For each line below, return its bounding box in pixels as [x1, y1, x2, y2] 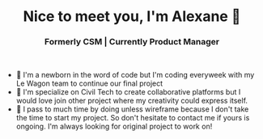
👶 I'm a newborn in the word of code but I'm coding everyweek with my [15, 70, 255, 80]
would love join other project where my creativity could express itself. [15, 96, 248, 106]
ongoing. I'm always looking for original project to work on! [15, 121, 213, 132]
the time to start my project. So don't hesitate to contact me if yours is [15, 113, 250, 123]
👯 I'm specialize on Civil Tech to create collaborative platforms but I [15, 87, 241, 97]
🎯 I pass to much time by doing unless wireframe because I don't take [15, 104, 249, 114]
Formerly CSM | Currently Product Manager [44, 36, 220, 48]
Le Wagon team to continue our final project [15, 78, 163, 88]
